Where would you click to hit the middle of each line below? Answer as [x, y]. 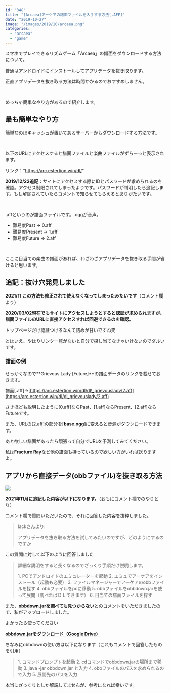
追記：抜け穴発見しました [45, 283]
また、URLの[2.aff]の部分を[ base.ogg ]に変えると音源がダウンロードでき [81, 424]
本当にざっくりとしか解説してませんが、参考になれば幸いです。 [71, 685]
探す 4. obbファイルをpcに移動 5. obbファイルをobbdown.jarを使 [95, 588]
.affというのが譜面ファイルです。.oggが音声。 [53, 214]
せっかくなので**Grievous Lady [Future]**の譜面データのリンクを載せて [81, 373]
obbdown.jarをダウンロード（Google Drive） [53, 634]
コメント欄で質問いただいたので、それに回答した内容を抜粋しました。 [78, 515]
